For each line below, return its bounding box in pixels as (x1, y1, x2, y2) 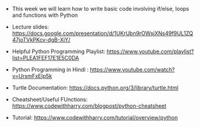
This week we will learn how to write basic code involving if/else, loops (12, 5, 190, 12)
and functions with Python (12, 11, 78, 19)
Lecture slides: (12, 24, 50, 30)
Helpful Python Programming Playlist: (12, 48, 106, 55)
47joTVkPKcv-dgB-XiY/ (12, 36, 71, 43)
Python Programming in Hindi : (12, 66, 89, 73)
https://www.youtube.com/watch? (90, 66, 175, 73)
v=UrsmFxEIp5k (12, 73, 53, 79)
